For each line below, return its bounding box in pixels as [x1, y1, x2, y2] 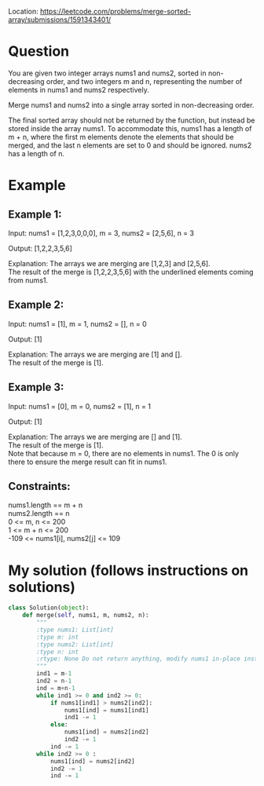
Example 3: [8, 381, 64, 394]
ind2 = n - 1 [36, 677, 72, 685]
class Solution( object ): [8, 604, 90, 612]
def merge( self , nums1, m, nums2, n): [22, 612, 149, 620]
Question [8, 42, 69, 60]
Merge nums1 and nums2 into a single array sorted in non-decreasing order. [8, 100, 255, 109]
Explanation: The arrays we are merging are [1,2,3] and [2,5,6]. [8, 258, 211, 268]
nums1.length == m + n [8, 500, 83, 510]
